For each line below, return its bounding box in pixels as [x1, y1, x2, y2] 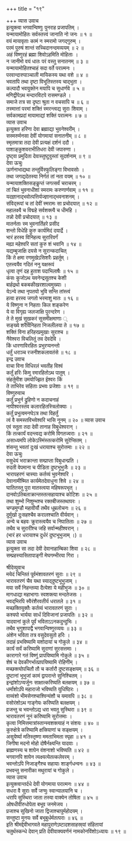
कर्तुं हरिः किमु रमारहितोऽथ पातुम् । [6, 369, 70, 376]
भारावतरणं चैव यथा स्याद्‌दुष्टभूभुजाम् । [6, 578, 78, 584]
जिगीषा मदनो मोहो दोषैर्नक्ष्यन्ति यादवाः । [6, 740, 79, 747]
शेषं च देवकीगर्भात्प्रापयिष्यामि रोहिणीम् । [6, 659, 78, 665]
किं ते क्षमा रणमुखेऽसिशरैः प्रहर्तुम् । [6, 254, 69, 261]
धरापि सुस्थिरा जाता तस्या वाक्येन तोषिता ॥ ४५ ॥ [6, 794, 99, 801]
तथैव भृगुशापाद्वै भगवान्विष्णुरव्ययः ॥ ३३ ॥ [6, 625, 82, 632]
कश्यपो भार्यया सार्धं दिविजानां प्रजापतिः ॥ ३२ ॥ [6, 611, 93, 618]
